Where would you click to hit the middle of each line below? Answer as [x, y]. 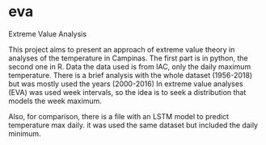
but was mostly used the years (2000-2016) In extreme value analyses [126, 84]
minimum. [25, 133]
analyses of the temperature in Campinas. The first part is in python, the [128, 58]
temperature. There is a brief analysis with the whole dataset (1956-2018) [131, 75]
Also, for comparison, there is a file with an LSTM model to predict [118, 116]
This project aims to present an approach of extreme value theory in [122, 49]
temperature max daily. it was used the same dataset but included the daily [133, 125]
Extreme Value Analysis [48, 34]
